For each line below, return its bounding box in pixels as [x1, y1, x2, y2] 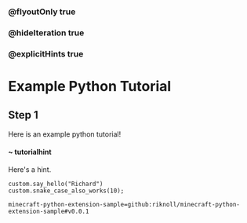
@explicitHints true [8, 48, 84, 59]
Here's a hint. [8, 164, 52, 174]
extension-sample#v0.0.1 [8, 207, 89, 215]
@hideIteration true [8, 27, 85, 38]
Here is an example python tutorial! [8, 129, 122, 139]
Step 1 [8, 108, 39, 122]
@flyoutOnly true [8, 6, 76, 17]
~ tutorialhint [8, 148, 53, 157]
